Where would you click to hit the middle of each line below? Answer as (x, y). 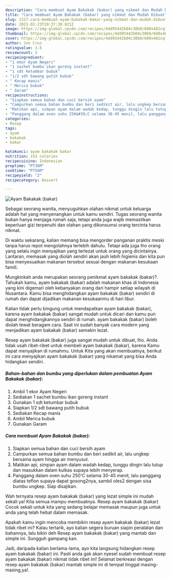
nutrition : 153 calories (32, 156)
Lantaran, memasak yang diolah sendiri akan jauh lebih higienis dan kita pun (85, 256)
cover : (12, 39)
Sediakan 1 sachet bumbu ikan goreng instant (60, 397)
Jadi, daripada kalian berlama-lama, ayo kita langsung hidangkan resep (80, 548)
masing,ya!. (17, 570)
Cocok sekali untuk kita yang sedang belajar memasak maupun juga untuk (83, 507)
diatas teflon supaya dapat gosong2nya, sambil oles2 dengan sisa (82, 481)
